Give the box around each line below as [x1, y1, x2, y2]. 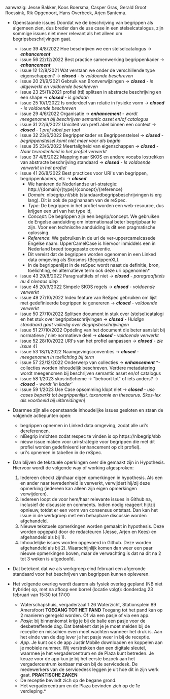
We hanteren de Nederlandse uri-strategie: [27, 181, 118, 187]
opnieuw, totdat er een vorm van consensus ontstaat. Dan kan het [20, 507, 158, 513]
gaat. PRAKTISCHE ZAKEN [20, 672, 78, 678]
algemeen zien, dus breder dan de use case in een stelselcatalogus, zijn [12, 25, 164, 31]
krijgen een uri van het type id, [27, 208, 92, 214]
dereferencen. [20, 428, 50, 434]
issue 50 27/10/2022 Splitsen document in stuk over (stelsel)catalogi [20, 311, 164, 317]
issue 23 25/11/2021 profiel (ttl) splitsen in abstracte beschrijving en [20, 89, 161, 95]
